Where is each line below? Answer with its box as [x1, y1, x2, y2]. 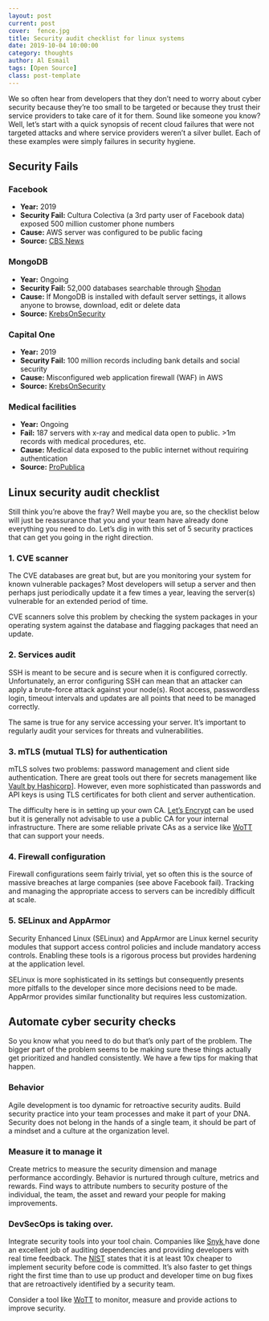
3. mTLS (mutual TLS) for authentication [8, 745, 168, 757]
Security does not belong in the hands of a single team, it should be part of [8, 1117, 256, 1126]
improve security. [8, 1303, 66, 1313]
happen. [8, 1062, 36, 1072]
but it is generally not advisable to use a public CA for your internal [8, 814, 229, 823]
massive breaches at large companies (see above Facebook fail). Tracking [8, 878, 255, 888]
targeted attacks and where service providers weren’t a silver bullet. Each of [8, 128, 261, 137]
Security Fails [8, 160, 79, 174]
